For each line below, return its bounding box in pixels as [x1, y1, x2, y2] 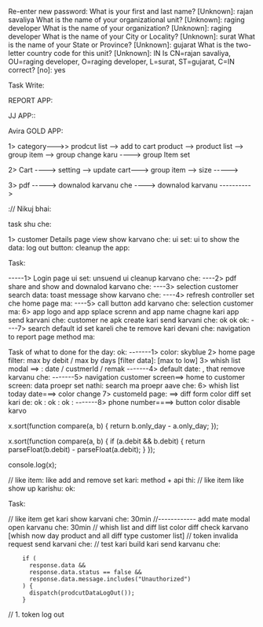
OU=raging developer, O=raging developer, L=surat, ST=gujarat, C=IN [8, 57, 236, 66]
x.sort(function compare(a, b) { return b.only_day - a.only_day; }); [8, 421, 219, 430]
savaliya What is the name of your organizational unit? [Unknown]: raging [8, 15, 245, 24]
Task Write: [8, 80, 45, 90]
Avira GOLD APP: [8, 126, 64, 135]
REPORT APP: [8, 96, 53, 105]
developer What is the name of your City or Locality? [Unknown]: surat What [8, 32, 255, 41]
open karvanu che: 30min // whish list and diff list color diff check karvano [8, 523, 249, 532]
